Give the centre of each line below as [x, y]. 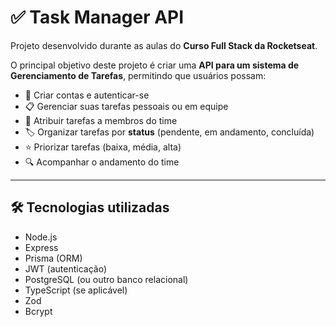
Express [41, 247]
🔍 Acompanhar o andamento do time [102, 162]
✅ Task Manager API [97, 17]
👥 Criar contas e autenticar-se [87, 95]
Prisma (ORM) [53, 258]
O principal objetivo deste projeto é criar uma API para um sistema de [155, 65]
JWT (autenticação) [65, 268]
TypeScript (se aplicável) [76, 290]
